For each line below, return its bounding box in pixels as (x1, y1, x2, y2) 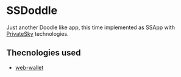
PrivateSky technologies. (6, 30, 69, 37)
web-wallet (15, 64, 44, 71)
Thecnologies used (6, 48, 81, 58)
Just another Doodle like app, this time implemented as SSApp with (6, 24, 176, 31)
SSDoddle (6, 4, 58, 18)
